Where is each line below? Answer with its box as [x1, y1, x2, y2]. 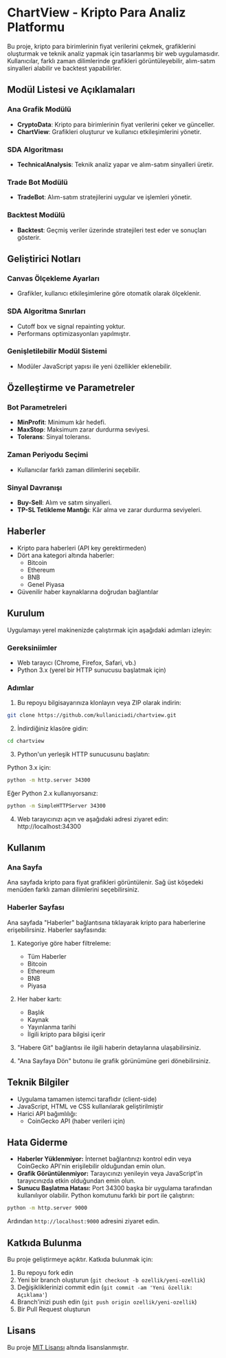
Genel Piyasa [27, 580, 65, 588]
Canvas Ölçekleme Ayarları [7, 274, 100, 283]
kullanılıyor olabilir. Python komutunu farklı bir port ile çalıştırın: [16, 1191, 194, 1200]
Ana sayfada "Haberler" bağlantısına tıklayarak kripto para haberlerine [7, 918, 206, 926]
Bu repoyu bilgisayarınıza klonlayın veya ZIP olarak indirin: [16, 699, 182, 707]
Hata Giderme [7, 1136, 68, 1148]
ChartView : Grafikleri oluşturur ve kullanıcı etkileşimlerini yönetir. [16, 127, 201, 135]
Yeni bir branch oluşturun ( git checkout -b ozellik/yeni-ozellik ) [16, 1276, 206, 1284]
